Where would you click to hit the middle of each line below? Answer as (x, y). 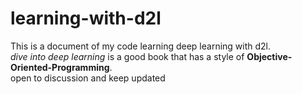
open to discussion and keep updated (88, 78)
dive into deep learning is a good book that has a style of (127, 56)
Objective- (269, 56)
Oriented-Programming (60, 67)
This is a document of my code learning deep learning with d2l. (141, 46)
